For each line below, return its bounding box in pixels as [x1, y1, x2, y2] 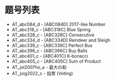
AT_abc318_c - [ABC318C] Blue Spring [11, 26, 91, 32]
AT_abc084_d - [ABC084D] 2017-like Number [11, 21, 106, 27]
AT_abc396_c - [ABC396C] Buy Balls [11, 48, 88, 54]
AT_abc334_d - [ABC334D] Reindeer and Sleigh [11, 37, 111, 43]
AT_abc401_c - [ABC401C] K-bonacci [11, 53, 88, 59]
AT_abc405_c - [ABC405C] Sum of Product [11, 58, 101, 64]
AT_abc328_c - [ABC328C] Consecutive [11, 32, 95, 38]
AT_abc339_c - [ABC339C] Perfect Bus [11, 42, 93, 48]
